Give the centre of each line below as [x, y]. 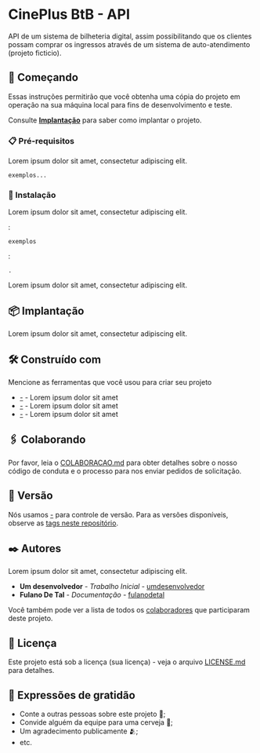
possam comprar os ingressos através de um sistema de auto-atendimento [129, 44]
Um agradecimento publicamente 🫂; [79, 731]
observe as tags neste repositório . [63, 523]
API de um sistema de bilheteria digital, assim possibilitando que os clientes [130, 36]
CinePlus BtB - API [69, 15]
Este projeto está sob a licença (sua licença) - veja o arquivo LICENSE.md [127, 662]
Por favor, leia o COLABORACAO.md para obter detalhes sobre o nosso [123, 462]
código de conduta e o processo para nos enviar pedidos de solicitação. [125, 471]
